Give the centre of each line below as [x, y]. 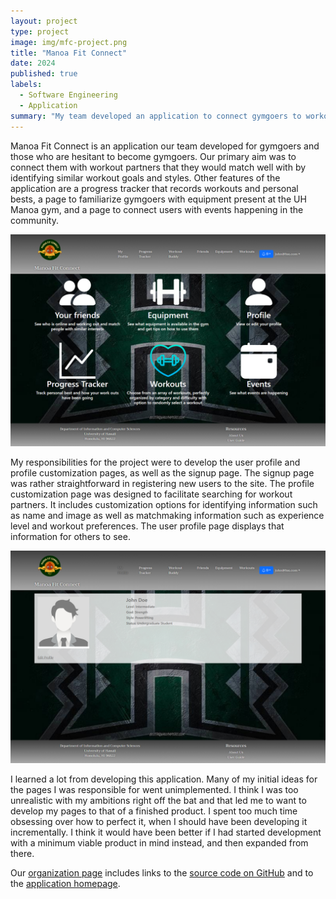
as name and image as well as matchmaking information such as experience [167, 516]
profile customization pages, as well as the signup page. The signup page [162, 473]
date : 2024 [33, 63]
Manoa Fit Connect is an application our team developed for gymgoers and [165, 146]
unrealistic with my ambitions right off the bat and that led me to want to [158, 800]
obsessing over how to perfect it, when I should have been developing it [159, 821]
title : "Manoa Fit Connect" [69, 53]
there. [22, 853]
